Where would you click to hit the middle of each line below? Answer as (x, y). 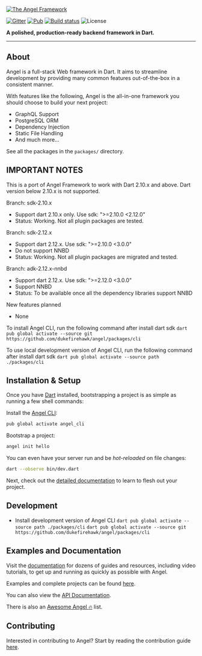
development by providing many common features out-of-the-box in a (93, 78)
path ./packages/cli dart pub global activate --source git (110, 527)
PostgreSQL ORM (37, 120)
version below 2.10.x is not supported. (53, 191)
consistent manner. (30, 84)
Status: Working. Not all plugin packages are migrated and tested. (96, 257)
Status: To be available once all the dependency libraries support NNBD (104, 293)
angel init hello (28, 447)
